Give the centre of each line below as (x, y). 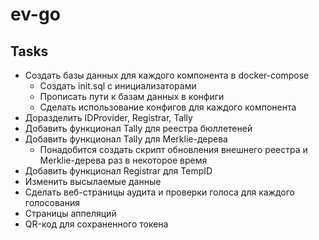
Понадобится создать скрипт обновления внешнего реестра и (173, 149)
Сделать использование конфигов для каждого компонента (168, 107)
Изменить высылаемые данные (93, 181)
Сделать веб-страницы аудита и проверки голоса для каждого (159, 192)
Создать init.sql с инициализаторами (118, 86)
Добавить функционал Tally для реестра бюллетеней (138, 128)
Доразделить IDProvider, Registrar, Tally (108, 117)
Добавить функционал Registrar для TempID (118, 171)
